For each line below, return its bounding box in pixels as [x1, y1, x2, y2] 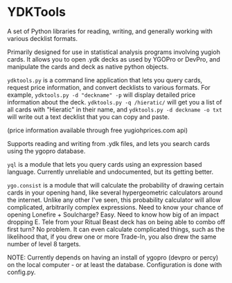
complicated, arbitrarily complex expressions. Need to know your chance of [7, 203, 224, 211]
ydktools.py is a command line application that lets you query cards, [7, 75, 203, 84]
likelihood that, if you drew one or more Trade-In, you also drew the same [7, 232, 217, 241]
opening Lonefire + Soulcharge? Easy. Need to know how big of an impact [7, 210, 220, 219]
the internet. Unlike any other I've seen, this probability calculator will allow [7, 195, 221, 204]
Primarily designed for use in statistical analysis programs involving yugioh [7, 48, 220, 56]
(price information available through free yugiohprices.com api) [7, 126, 188, 134]
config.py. [7, 268, 36, 276]
